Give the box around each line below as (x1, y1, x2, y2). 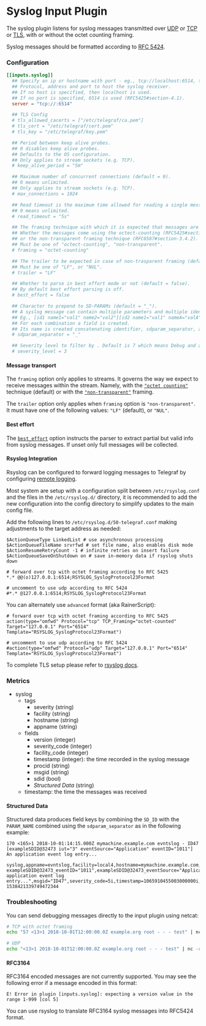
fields (24, 729, 39, 737)
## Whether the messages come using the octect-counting (12, 230, 161, 237)
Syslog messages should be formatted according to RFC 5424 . (6, 43, 166, 50)
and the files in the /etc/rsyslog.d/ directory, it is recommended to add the (6, 493, 197, 501)
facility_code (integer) (33, 749, 89, 756)
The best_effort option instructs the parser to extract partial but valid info (6, 434, 194, 442)
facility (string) (33, 710, 71, 718)
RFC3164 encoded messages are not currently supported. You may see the (6, 973, 197, 980)
